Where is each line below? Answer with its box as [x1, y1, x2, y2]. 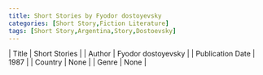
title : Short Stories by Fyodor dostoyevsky [8, 11, 162, 20]
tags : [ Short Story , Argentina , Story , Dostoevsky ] [8, 27, 177, 35]
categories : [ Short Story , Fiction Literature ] [8, 19, 169, 27]
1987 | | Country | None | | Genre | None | [8, 57, 147, 67]
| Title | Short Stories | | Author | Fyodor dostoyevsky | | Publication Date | [8, 49, 256, 59]
